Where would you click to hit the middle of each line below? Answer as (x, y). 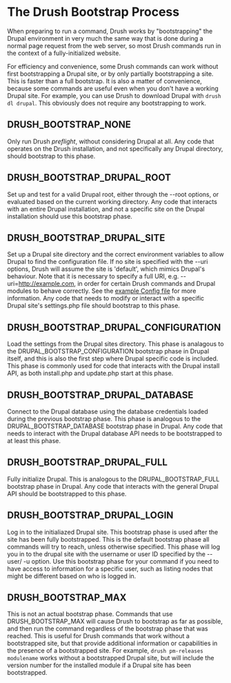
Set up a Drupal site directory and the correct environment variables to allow (115, 254)
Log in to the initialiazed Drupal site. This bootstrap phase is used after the (113, 532)
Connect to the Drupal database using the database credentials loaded (108, 411)
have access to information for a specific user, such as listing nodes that (110, 569)
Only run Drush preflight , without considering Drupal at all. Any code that (111, 141)
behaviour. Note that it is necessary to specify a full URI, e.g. (93, 276)
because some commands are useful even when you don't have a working (113, 88)
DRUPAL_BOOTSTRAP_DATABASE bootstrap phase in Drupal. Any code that (115, 426)
